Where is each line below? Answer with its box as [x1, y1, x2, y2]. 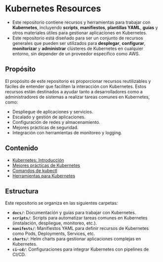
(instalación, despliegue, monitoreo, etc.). [12, 220, 97, 226]
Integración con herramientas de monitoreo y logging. [12, 129, 122, 136]
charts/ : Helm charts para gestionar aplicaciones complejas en [12, 236, 141, 242]
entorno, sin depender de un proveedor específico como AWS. [12, 50, 140, 57]
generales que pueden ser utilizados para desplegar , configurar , [12, 40, 146, 46]
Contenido [5, 144, 39, 152]
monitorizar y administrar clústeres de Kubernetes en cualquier [12, 45, 143, 51]
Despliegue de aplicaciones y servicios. [12, 109, 93, 114]
